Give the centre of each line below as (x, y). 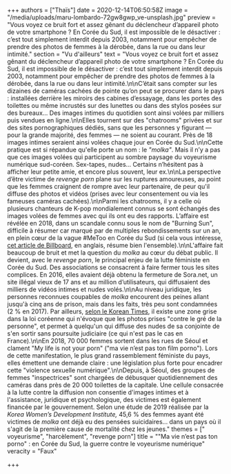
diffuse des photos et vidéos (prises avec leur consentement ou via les (108, 194)
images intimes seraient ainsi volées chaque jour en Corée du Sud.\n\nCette (115, 142)
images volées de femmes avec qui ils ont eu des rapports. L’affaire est (108, 216)
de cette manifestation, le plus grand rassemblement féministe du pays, (109, 355)
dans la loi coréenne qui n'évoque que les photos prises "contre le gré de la (114, 319)
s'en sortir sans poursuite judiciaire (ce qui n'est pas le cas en (95, 334)
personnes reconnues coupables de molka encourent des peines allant (108, 297)
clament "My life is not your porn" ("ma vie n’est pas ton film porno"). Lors (113, 348)
